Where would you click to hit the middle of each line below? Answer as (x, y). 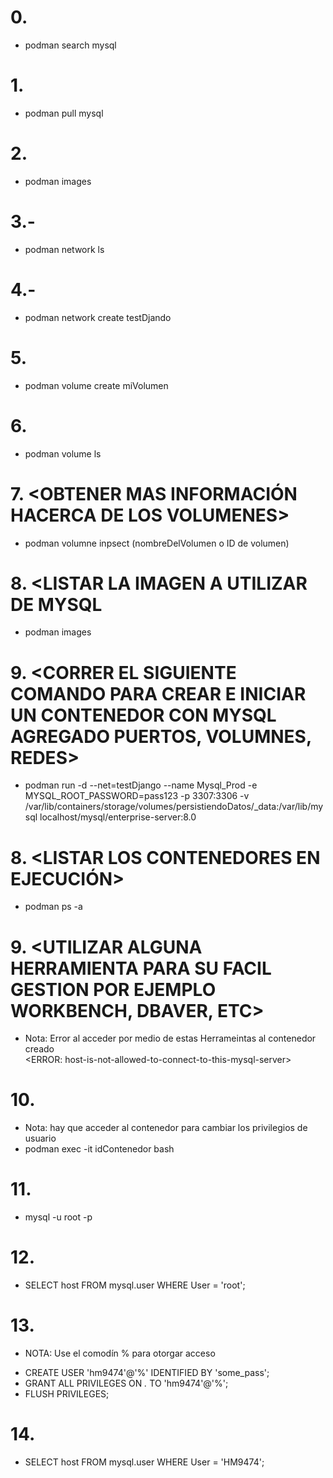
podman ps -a (53, 907)
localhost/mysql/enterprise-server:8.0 (118, 817)
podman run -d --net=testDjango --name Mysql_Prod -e (141, 785)
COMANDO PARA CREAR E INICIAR (158, 693)
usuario (40, 1138)
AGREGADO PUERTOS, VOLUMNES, (161, 736)
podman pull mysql (64, 113)
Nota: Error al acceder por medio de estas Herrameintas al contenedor (170, 1038)
